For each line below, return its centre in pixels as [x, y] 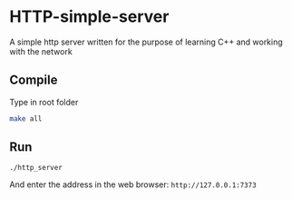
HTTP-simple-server [89, 17]
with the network [41, 51]
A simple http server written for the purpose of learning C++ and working [146, 42]
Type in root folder [44, 102]
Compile [34, 80]
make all [26, 119]
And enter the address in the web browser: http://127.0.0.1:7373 [133, 184]
